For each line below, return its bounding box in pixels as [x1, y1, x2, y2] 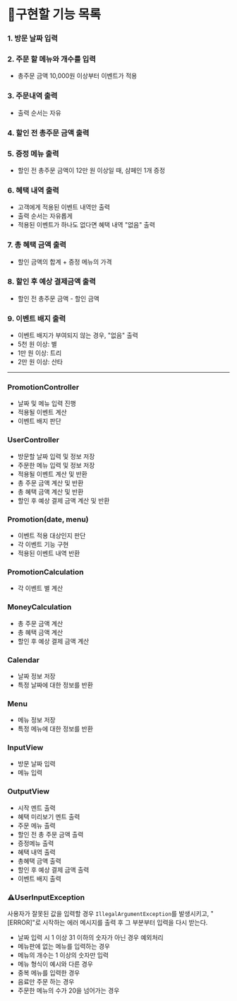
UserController [7, 435, 60, 445]
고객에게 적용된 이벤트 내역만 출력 [17, 203, 111, 212]
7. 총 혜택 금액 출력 [7, 240, 67, 250]
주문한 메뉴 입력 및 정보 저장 [17, 461, 95, 469]
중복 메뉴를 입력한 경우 [17, 968, 80, 977]
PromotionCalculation [7, 567, 84, 577]
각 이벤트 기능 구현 [17, 540, 69, 548]
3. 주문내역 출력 [7, 91, 58, 101]
